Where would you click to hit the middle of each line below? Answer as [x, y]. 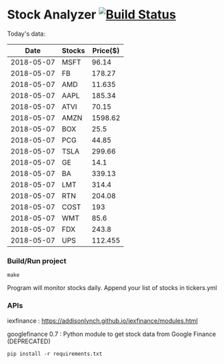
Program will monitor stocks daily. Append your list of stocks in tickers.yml [112, 288]
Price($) [106, 50]
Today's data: [26, 34]
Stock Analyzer [52, 15]
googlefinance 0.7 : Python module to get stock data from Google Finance [112, 334]
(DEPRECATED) [29, 341]
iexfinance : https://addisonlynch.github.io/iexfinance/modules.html [102, 320]
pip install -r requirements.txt [55, 354]
